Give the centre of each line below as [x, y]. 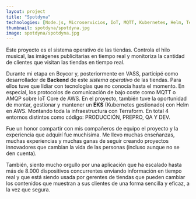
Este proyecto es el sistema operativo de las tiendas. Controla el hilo [88, 50]
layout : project [26, 11]
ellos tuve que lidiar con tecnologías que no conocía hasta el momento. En [95, 86]
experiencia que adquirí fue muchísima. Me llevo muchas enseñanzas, [90, 135]
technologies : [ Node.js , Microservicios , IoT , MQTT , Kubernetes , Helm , [95, 22]
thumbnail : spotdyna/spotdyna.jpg [48, 28]
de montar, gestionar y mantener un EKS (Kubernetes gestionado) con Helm [98, 105]
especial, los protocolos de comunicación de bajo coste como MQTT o [91, 92]
